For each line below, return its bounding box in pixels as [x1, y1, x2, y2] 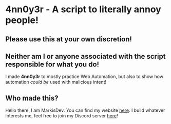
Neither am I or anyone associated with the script [5, 52, 166, 61]
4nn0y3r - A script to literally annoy [5, 4, 162, 15]
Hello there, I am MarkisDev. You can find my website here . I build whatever [5, 107, 165, 113]
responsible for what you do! [5, 60, 99, 68]
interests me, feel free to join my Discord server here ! [5, 113, 118, 119]
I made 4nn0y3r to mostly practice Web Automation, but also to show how [5, 73, 163, 80]
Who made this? [5, 93, 59, 103]
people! [5, 14, 39, 26]
